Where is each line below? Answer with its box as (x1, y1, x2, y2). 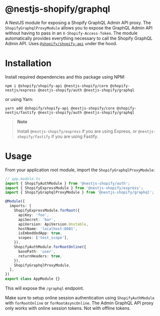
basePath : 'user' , (18, 249, 56, 254)
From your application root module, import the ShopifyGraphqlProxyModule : (5, 167, 155, 173)
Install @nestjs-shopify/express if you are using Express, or (17, 128, 137, 134)
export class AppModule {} (5, 276, 60, 282)
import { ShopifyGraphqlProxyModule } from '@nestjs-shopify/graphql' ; (5, 190, 154, 195)
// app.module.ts (5, 176, 41, 181)
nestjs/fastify (5, 110, 36, 115)
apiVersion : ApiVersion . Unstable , (18, 222, 89, 227)
